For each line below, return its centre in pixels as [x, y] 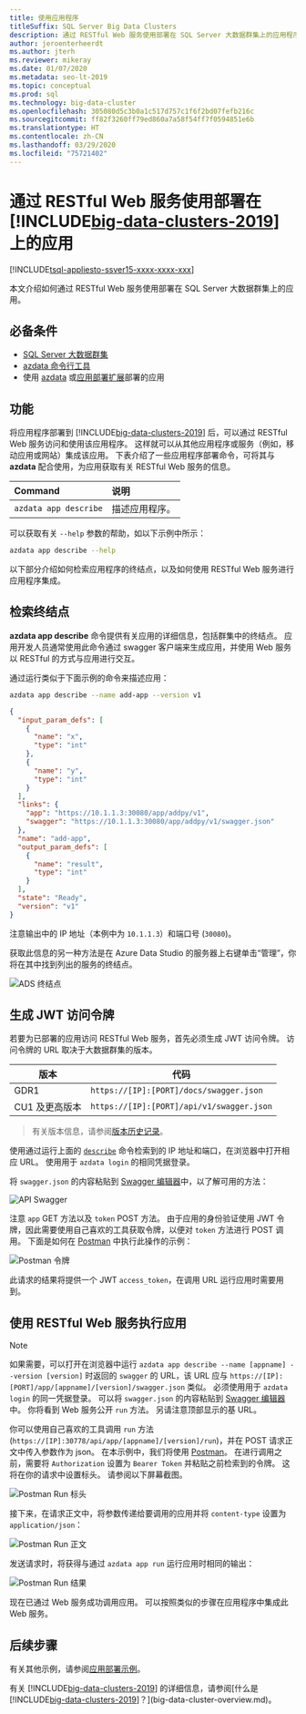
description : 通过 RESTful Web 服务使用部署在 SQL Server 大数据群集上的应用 [148, 35]
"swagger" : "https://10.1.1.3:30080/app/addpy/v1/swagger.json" [150, 822]
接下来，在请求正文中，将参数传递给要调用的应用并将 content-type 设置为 [148, 1514]
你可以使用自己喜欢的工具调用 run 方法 [82, 1429]
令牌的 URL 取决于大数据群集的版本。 [87, 1050]
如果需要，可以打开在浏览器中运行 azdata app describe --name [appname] [148, 1364]
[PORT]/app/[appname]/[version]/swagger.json [97, 1388]
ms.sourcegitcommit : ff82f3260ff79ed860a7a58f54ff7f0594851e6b [132, 119]
